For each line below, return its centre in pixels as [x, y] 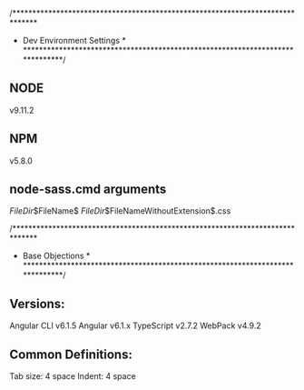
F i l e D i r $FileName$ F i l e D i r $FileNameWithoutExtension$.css [120, 211]
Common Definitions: [71, 354]
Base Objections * [56, 256]
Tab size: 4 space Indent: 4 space [73, 376]
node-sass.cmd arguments [88, 190]
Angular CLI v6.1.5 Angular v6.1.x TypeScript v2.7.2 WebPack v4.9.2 [135, 325]
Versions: [37, 304]
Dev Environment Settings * [74, 40]
